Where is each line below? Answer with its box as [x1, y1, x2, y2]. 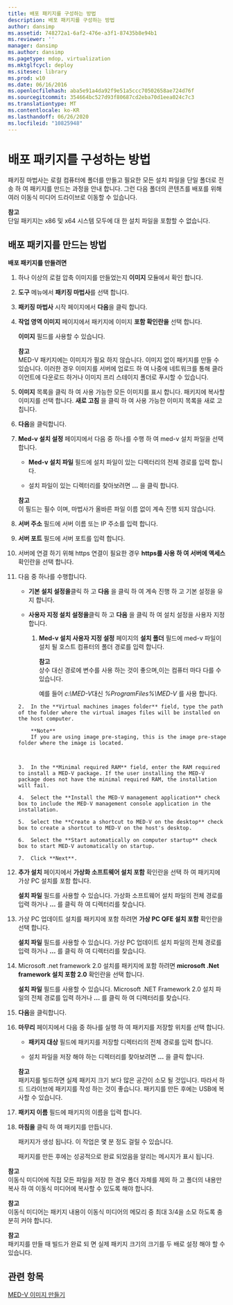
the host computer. [17, 716, 75, 723]
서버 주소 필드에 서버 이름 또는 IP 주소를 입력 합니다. [17, 519, 158, 528]
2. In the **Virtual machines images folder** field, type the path [17, 703, 224, 711]
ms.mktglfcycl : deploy [8, 62, 74, 69]
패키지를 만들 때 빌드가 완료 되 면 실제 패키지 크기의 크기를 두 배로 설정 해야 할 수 [8, 1240, 225, 1248]
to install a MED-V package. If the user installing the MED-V [17, 770, 205, 777]
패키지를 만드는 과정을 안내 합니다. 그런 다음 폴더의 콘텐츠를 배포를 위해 [29, 184, 223, 193]
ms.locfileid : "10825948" [8, 119, 83, 127]
